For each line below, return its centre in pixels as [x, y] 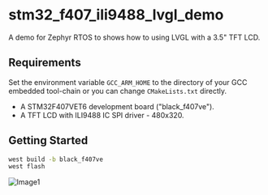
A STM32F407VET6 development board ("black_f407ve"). [117, 106]
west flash [27, 167]
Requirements [45, 63]
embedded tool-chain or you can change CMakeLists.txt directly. [118, 91]
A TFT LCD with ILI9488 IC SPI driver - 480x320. [102, 115]
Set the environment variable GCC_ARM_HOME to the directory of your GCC [128, 82]
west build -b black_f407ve [56, 159]
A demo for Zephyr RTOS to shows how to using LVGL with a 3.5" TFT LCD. [134, 37]
